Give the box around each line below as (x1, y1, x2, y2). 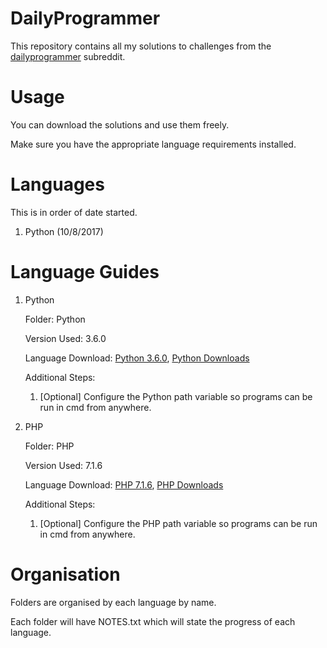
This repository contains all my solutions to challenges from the (10, 40, 272, 52)
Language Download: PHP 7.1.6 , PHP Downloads (24, 478, 224, 491)
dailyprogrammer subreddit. (10, 50, 126, 62)
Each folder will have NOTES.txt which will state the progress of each (10, 615, 296, 627)
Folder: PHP (24, 440, 75, 452)
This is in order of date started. (10, 206, 138, 218)
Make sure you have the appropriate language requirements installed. (10, 138, 297, 150)
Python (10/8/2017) (24, 225, 104, 237)
